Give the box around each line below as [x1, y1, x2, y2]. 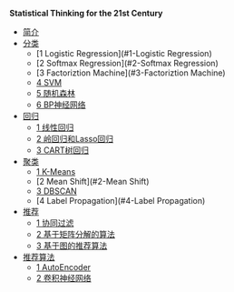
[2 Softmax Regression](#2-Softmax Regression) [35, 58, 219, 68]
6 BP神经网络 [35, 99, 86, 110]
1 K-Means [35, 166, 76, 176]
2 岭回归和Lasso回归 [35, 134, 114, 144]
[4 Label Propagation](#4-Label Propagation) [35, 196, 206, 206]
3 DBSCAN [35, 186, 77, 196]
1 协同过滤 [35, 217, 74, 228]
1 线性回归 [35, 122, 74, 133]
